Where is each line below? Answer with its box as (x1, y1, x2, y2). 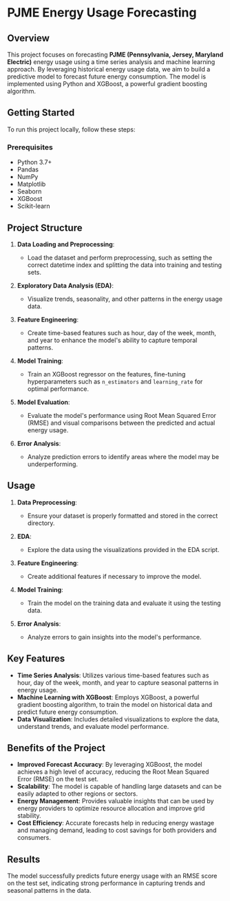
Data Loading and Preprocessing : (17, 240, 115, 248)
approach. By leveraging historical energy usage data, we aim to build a (7, 65, 211, 73)
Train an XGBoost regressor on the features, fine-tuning (27, 370, 186, 378)
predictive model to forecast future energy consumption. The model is (7, 72, 207, 81)
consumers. (17, 834, 52, 842)
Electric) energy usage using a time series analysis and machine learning (7, 58, 216, 66)
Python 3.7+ (17, 158, 52, 167)
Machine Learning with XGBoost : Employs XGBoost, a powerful (17, 693, 200, 701)
